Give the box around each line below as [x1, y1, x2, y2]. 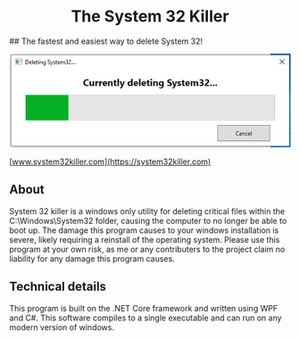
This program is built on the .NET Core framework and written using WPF [9, 303, 279, 313]
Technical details [9, 279, 107, 294]
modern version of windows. [9, 321, 114, 332]
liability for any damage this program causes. [9, 253, 176, 264]
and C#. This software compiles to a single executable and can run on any [9, 312, 282, 323]
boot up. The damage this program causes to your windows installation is [9, 225, 279, 236]
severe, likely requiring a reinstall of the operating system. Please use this [9, 234, 280, 245]
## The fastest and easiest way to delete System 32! [9, 36, 204, 46]
